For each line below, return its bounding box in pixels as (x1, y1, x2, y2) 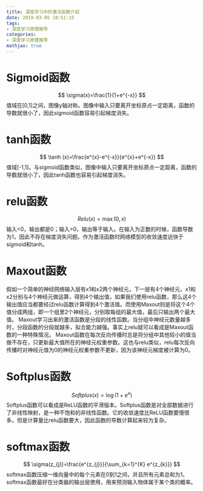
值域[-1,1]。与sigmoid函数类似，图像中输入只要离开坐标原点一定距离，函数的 (6, 163, 197, 171)
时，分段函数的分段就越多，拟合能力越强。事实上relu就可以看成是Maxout (6, 323, 188, 331)
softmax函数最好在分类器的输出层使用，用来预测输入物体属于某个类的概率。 (6, 478, 196, 486)
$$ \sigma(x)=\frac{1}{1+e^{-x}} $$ (58, 91, 146, 98)
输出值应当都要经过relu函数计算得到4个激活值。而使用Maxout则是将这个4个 (6, 300, 196, 307)
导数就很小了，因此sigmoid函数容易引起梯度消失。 (6, 109, 132, 116)
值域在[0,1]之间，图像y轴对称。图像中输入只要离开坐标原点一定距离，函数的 (6, 101, 195, 109)
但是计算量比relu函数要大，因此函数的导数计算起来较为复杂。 (16, 417, 170, 424)
